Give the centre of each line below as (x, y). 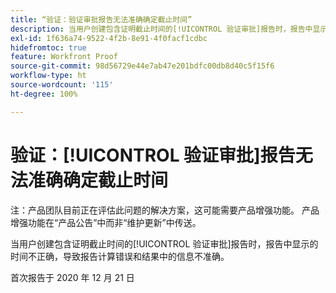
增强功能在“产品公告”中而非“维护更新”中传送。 (106, 222)
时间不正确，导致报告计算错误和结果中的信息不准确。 (120, 256)
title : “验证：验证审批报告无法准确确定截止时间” (101, 19)
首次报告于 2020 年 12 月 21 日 (72, 277)
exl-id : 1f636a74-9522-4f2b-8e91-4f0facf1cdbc (109, 38)
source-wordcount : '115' (62, 85)
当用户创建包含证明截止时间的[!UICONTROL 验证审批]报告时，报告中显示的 (164, 243)
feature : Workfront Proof (64, 57)
